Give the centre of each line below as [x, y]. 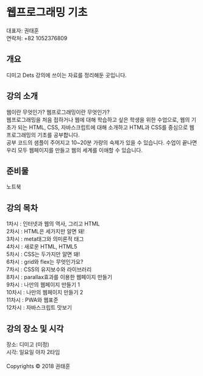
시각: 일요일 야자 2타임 [33, 352]
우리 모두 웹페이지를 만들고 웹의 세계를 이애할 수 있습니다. [75, 150]
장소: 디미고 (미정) [28, 344]
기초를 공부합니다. [59, 135]
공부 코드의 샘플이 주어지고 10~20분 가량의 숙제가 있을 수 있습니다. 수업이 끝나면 [102, 142]
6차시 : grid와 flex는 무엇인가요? [45, 262]
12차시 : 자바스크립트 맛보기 [39, 308]
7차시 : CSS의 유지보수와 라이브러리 [49, 269]
